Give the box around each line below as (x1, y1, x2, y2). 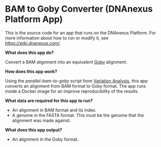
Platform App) (5, 14, 63, 25)
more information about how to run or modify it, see (5, 35, 108, 41)
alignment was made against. (12, 117, 71, 123)
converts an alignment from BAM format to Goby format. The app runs (5, 83, 146, 89)
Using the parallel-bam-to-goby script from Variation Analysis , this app (5, 78, 148, 84)
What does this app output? (5, 127, 62, 132)
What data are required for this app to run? (5, 97, 93, 103)
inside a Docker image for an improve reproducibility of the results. (5, 88, 139, 94)
